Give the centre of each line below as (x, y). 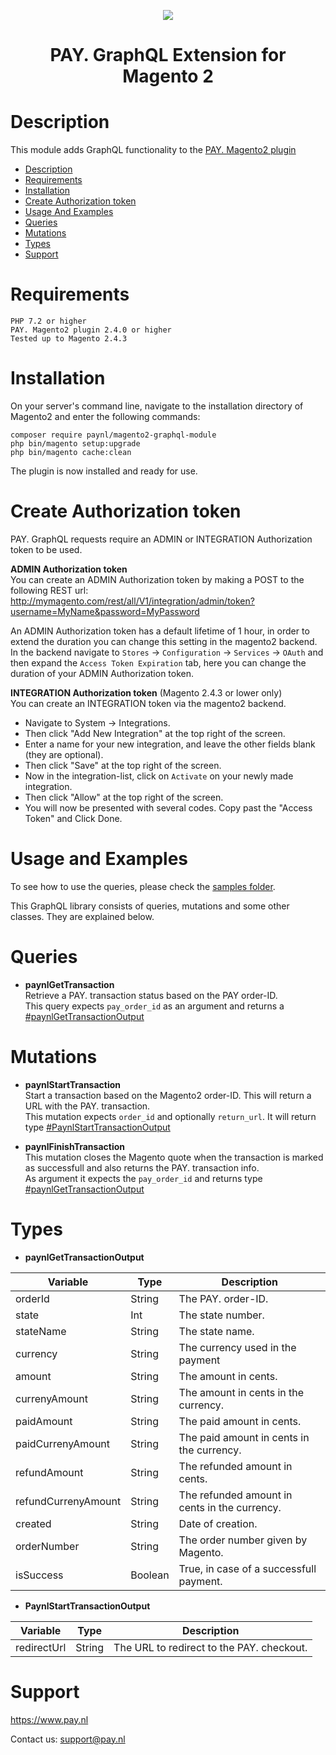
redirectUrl (41, 1647)
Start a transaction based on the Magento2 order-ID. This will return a (168, 1095)
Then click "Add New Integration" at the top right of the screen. (155, 733)
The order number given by (243, 1540)
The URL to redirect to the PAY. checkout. (210, 1647)
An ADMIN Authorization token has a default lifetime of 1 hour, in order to (160, 631)
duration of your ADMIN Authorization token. (102, 673)
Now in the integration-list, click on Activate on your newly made (159, 776)
